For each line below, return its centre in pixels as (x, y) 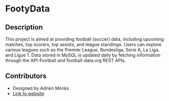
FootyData (27, 9)
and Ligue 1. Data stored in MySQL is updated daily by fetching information (83, 55)
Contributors (26, 76)
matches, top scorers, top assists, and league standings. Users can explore (83, 44)
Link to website (28, 93)
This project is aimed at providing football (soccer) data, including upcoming (84, 39)
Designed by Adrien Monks (41, 88)
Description (24, 27)
